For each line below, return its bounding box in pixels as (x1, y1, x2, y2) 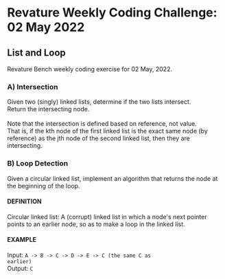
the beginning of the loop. (7, 181, 80, 190)
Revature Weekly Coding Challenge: (7, 5, 217, 21)
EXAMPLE (7, 236, 36, 244)
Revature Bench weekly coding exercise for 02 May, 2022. (7, 65, 173, 73)
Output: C (7, 265, 34, 272)
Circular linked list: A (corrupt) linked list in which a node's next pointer (7, 212, 207, 221)
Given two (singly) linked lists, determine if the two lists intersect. (7, 98, 191, 106)
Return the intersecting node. (7, 105, 90, 113)
